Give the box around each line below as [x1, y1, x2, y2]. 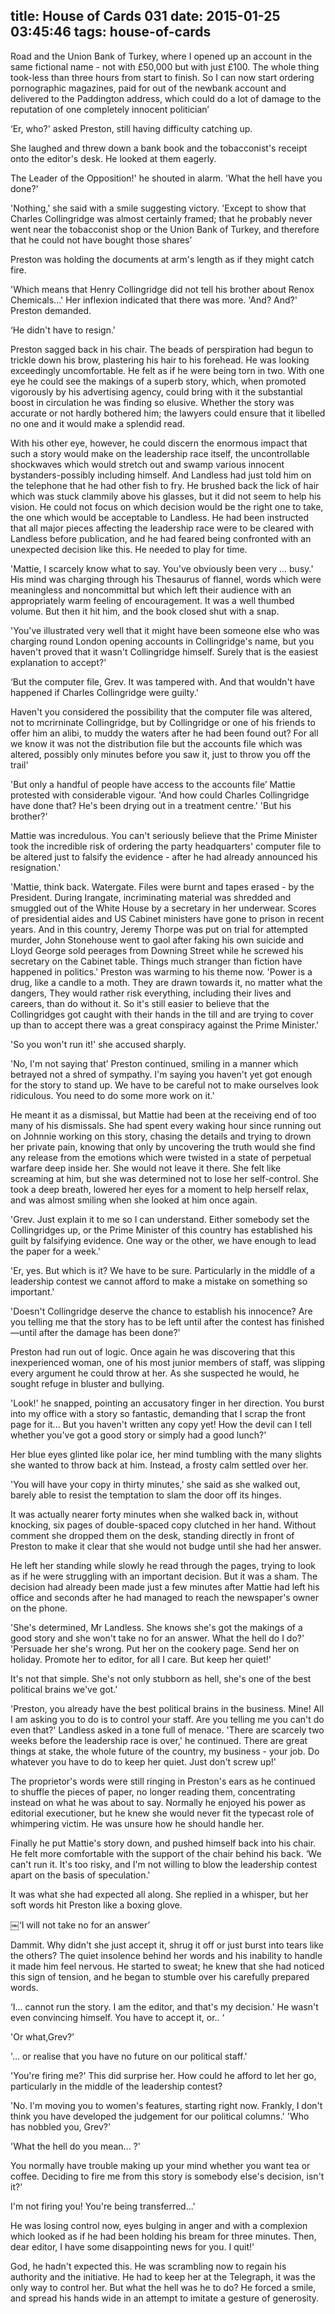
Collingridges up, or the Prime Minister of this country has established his [10, 1224, 313, 1236]
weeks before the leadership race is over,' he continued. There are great [10, 1734, 308, 1746]
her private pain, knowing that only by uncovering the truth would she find [10, 1140, 316, 1153]
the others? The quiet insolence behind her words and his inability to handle [10, 1949, 323, 1961]
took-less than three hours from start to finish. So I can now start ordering [10, 71, 315, 83]
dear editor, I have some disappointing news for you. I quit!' [10, 2240, 255, 2253]
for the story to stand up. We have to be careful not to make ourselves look [10, 1079, 319, 1091]
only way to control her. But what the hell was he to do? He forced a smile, [10, 2281, 317, 2293]
